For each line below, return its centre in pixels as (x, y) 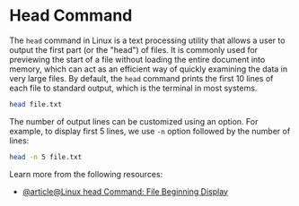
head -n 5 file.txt (46, 157)
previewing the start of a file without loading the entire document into (137, 59)
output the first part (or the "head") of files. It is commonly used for (134, 49)
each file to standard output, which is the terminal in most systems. (133, 88)
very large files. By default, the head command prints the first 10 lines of (141, 78)
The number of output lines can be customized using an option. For (134, 121)
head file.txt (36, 104)
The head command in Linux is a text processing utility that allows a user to (147, 40)
